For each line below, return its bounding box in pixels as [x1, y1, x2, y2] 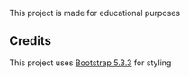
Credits [9, 33, 52, 48]
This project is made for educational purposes [9, 8, 181, 18]
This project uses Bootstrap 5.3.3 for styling [9, 57, 172, 68]
